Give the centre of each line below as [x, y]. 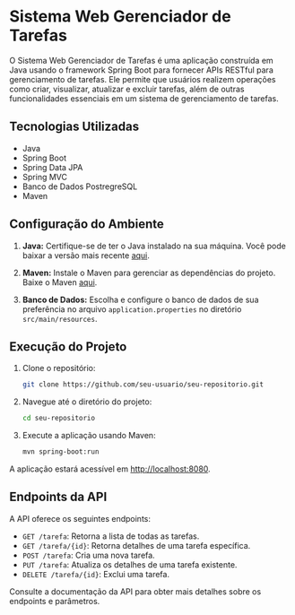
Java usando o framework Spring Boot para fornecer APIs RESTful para [141, 70]
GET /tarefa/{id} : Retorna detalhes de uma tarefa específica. [136, 545]
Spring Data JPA [52, 167]
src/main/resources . [60, 318]
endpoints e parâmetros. [55, 601]
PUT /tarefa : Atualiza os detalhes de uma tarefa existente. [130, 564]
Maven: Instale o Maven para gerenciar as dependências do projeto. [149, 273]
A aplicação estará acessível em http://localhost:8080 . [110, 469]
